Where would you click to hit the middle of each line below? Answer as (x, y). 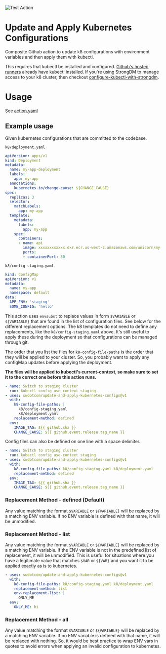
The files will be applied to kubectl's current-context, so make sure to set (82, 372)
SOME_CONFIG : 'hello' (32, 306)
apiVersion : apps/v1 (26, 156)
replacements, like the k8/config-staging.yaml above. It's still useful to (77, 331)
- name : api (30, 243)
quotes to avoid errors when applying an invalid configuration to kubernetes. (83, 646)
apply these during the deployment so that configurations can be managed (81, 337)
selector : (20, 202)
